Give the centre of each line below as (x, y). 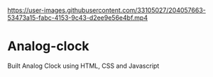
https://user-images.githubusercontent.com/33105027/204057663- (106, 10)
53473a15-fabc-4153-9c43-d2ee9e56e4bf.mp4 (77, 18)
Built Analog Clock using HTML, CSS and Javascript (83, 66)
